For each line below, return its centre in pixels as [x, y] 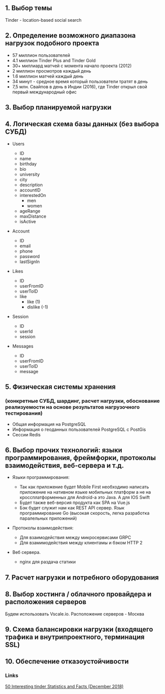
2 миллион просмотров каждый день [51, 71]
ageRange [30, 211]
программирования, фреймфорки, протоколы [81, 458]
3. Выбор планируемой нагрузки [58, 107]
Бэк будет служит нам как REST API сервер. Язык [72, 508]
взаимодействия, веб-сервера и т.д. [65, 465]
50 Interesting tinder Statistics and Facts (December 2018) [65, 686]
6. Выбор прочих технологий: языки [64, 450]
